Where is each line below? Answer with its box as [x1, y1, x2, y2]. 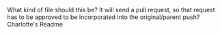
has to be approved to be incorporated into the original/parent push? [7, 13, 200, 21]
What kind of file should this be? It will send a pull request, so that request [7, 6, 215, 14]
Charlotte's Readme [7, 20, 64, 28]
